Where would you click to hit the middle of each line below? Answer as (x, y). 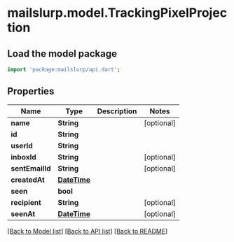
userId (22, 145)
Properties (31, 91)
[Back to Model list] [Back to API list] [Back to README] (88, 231)
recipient (26, 202)
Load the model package (62, 54)
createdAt (28, 180)
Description (117, 111)
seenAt (23, 213)
